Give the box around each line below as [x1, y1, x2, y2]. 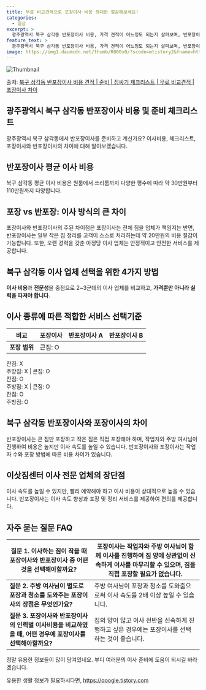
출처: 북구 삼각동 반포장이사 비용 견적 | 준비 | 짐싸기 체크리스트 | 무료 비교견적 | [6, 78, 194, 86]
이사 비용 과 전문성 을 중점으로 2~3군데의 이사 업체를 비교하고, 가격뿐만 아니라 [6, 284, 189, 291]
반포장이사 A [68, 331, 103, 339]
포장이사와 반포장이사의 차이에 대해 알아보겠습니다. [6, 142, 128, 150]
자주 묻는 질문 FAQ [6, 522, 73, 533]
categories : [6, 15, 37, 21]
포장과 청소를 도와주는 [9, 591, 69, 599]
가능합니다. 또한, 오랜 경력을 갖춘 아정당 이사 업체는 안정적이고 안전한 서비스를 [6, 240, 193, 247]
